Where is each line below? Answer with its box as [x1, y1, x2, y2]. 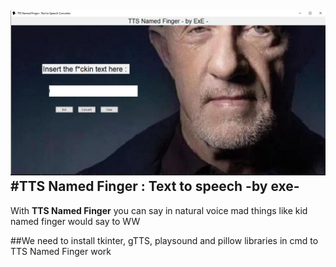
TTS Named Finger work [10, 245, 112, 257]
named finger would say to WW [10, 215, 141, 227]
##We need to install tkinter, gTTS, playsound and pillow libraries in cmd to [10, 234, 319, 246]
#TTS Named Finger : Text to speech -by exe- [10, 178, 300, 195]
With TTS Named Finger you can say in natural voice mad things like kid [10, 204, 308, 216]
